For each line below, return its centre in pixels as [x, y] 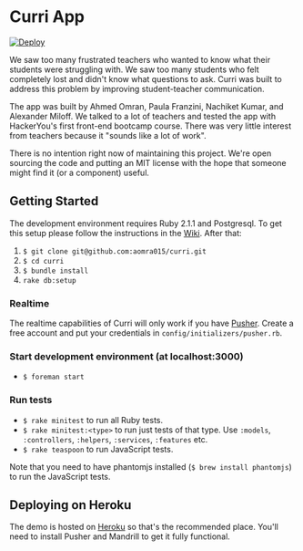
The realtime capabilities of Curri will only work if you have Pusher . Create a [151, 323]
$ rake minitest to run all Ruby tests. [93, 420]
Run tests [31, 400]
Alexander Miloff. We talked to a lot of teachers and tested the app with [142, 116]
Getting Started [54, 201]
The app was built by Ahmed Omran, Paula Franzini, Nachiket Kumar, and [146, 106]
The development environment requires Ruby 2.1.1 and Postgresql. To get [146, 223]
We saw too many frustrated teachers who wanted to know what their [140, 59]
